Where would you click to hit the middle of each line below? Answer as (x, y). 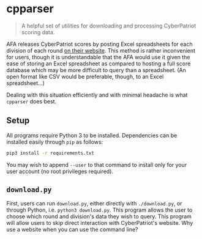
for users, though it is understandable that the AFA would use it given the (98, 57)
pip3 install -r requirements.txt (50, 153)
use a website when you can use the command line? (73, 230)
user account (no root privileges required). (60, 171)
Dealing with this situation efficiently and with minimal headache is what (97, 95)
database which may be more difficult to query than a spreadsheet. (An (96, 70)
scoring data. (38, 32)
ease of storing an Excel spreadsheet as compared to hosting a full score (99, 64)
